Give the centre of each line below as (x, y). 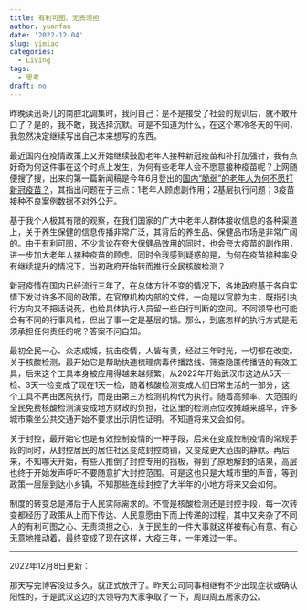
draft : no (28, 86)
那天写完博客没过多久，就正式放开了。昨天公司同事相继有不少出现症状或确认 (153, 584)
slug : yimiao (34, 43)
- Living (34, 60)
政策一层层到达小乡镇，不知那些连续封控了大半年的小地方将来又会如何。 (145, 484)
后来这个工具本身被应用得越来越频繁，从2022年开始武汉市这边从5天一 (158, 373)
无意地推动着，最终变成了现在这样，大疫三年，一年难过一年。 (126, 537)
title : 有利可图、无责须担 (55, 18)
